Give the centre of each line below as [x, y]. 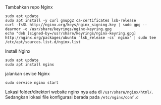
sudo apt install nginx [30, 65]
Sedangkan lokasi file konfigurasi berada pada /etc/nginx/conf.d [72, 97]
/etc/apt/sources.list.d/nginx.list [43, 42]
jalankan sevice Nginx [27, 74]
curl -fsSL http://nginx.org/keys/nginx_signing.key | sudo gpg [73, 25]
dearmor [13, 29]
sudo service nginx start [32, 83]
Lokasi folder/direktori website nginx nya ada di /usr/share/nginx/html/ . [79, 92]
